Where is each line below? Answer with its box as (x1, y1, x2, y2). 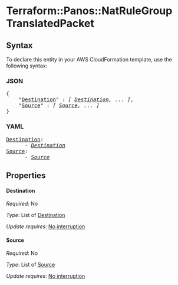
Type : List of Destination (6, 212, 65, 219)
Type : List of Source (6, 261, 55, 268)
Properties (6, 170, 46, 180)
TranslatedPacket (6, 17, 94, 30)
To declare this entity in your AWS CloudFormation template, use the (6, 56, 172, 63)
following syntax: (6, 62, 48, 69)
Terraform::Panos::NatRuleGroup (6, 4, 173, 18)
